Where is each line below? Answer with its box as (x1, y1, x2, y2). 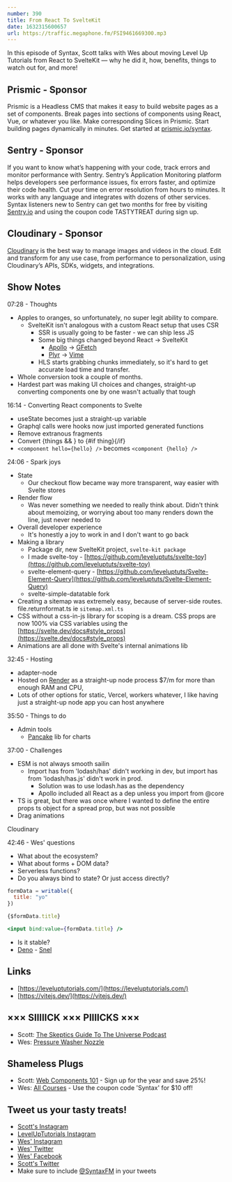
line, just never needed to (27, 515, 101, 523)
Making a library (17, 537, 64, 546)
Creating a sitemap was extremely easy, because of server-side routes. (17, 597, 223, 605)
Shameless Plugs (7, 1057, 84, 1070)
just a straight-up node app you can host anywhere (17, 698, 165, 706)
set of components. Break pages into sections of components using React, (7, 109, 222, 118)
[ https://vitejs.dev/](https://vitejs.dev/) (17, 991, 127, 1000)
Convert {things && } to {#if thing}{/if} (17, 436, 126, 445)
